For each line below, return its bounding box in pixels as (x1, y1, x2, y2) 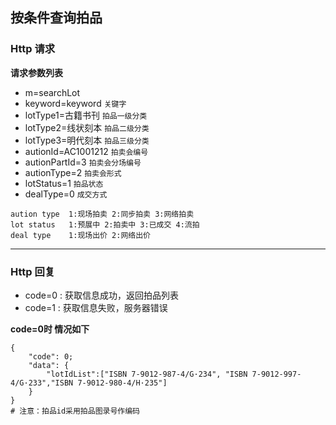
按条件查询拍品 (10, 9, 103, 27)
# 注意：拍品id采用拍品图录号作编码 (10, 406, 140, 416)
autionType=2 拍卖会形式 (24, 166, 122, 178)
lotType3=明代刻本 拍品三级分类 (24, 134, 150, 146)
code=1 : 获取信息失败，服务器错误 (24, 301, 168, 313)
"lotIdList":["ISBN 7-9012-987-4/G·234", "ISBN (46, 369, 248, 379)
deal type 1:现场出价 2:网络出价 (10, 230, 151, 240)
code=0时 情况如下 (10, 323, 90, 335)
